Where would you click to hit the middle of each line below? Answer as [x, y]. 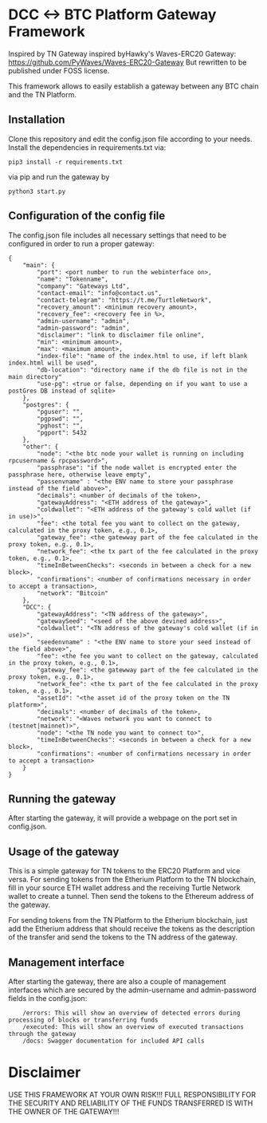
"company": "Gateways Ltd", [83, 286]
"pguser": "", [60, 412]
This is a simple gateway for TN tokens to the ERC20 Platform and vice [124, 871]
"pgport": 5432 [62, 432]
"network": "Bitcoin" [73, 593]
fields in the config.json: [48, 998]
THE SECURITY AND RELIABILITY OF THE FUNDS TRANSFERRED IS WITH [131, 1103]
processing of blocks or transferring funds [83, 1020]
